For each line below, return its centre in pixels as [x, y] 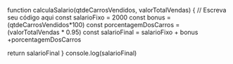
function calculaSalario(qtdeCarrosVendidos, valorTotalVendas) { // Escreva [117, 10]
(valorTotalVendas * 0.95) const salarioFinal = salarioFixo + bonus [103, 32]
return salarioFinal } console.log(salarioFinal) [72, 53]
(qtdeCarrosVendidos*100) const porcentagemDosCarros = [94, 25]
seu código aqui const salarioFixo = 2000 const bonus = [89, 17]
